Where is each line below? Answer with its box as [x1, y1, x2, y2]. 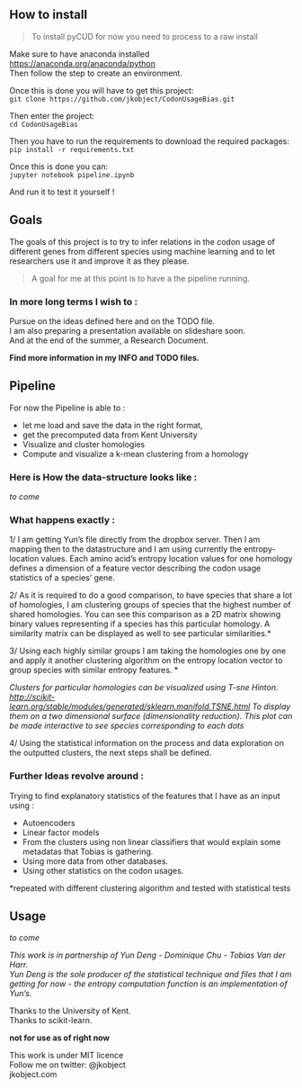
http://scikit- [9, 692, 56, 703]
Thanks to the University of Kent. [9, 1005, 132, 1016]
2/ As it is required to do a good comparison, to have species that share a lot [9, 589, 293, 601]
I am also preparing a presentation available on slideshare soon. [9, 325, 245, 336]
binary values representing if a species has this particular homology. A [9, 618, 271, 629]
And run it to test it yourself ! [9, 186, 115, 197]
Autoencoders [22, 817, 75, 828]
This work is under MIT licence [9, 1050, 124, 1061]
